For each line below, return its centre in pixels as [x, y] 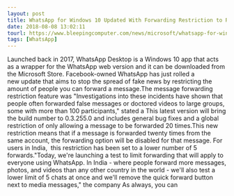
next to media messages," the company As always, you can [93, 185]
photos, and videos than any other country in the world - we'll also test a [111, 170]
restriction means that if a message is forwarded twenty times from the [109, 133]
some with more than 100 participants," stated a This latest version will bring [117, 111]
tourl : [17, 33]
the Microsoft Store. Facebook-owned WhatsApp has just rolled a [101, 74]
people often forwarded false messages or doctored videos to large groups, [116, 104]
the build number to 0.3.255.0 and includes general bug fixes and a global [113, 118]
